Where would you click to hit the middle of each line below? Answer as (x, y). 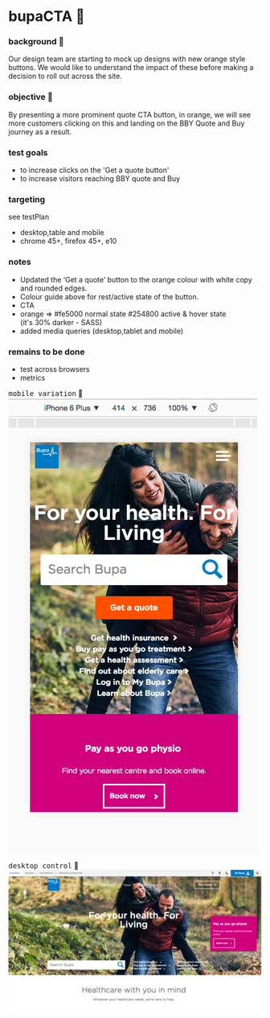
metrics (33, 377)
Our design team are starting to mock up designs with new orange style (127, 59)
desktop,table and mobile (62, 233)
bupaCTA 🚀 (47, 16)
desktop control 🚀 (43, 865)
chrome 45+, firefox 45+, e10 (68, 241)
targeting (27, 199)
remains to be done (47, 352)
